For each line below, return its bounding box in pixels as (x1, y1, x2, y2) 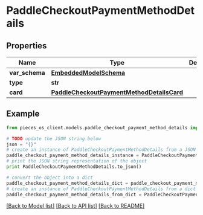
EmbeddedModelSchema (51, 69, 126, 77)
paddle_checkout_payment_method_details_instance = (6, 152, 139, 159)
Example (6, 109, 40, 119)
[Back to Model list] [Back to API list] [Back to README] (6, 202, 145, 210)
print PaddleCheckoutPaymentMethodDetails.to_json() (6, 164, 142, 170)
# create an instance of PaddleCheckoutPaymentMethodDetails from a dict (6, 185, 196, 192)
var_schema (9, 69, 45, 77)
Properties (6, 40, 47, 51)
